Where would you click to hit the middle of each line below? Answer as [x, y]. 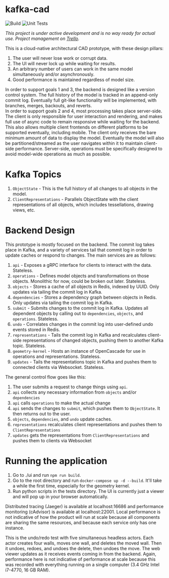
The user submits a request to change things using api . [70, 387]
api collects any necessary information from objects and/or [74, 392]
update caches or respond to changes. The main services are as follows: [81, 255]
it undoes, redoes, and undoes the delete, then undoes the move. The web [83, 548]
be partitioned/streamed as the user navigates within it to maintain [74, 143]
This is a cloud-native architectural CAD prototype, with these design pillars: [84, 48]
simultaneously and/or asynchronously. [53, 74]
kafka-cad [27, 9]
